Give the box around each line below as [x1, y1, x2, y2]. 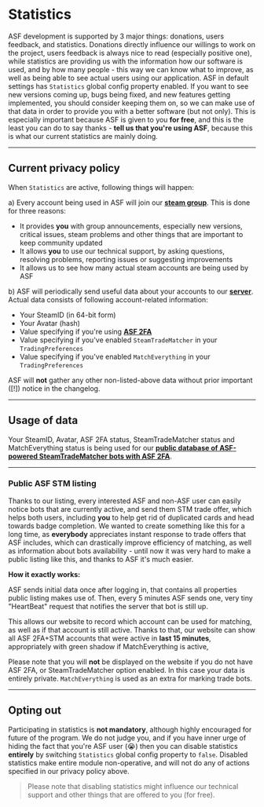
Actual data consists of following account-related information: [8, 294, 208, 304]
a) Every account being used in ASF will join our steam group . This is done [8, 198, 251, 207]
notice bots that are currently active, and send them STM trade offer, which [8, 504, 252, 513]
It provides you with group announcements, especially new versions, [19, 221, 243, 231]
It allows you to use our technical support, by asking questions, [19, 246, 225, 256]
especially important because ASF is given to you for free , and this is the [8, 115, 244, 124]
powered [8, 451, 38, 461]
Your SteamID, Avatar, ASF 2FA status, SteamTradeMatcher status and [8, 434, 236, 444]
